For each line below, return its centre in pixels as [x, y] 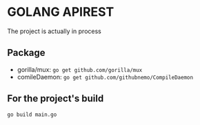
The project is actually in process [54, 31]
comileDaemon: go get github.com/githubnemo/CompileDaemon [105, 77]
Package [27, 53]
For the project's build [56, 98]
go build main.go [32, 115]
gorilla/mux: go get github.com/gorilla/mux [80, 69]
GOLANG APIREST [61, 12]
